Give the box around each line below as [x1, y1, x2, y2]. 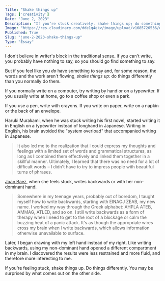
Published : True [5, 30, 38, 35]
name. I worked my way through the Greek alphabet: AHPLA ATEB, [17, 203, 152, 210]
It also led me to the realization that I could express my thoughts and [17, 143, 156, 149]
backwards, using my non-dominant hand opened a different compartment [5, 245, 157, 251]
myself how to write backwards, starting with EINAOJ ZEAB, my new [17, 199, 156, 204]
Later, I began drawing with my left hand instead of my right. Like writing [5, 240, 151, 245]
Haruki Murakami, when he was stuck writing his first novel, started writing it [5, 117, 160, 123]
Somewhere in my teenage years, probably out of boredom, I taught [17, 193, 155, 199]
